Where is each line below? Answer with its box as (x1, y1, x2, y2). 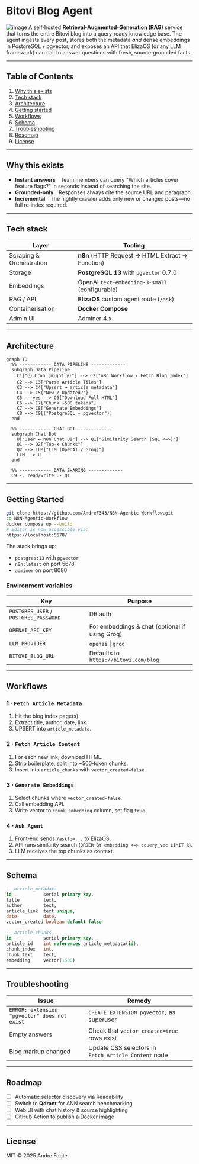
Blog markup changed (9, 1047, 71, 1056)
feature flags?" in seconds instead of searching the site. (14, 182, 152, 189)
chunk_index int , (6, 946, 54, 952)
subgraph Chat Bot (11, 431, 57, 438)
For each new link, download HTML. (14, 753, 103, 760)
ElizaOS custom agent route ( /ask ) (78, 295, 175, 303)
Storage (9, 268, 31, 276)
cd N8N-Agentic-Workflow (6, 515, 68, 522)
